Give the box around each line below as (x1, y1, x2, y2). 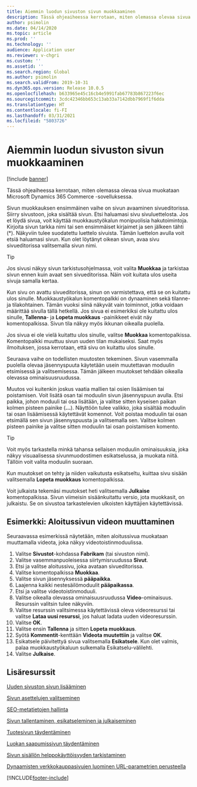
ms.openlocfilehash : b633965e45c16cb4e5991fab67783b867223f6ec (6, 91, 165, 97)
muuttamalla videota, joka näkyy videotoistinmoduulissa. (6, 539, 143, 546)
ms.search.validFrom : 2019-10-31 (6, 80, 89, 86)
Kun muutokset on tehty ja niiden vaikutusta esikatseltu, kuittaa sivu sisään (6, 470, 188, 477)
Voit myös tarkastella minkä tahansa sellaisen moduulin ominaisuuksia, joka (6, 446, 189, 453)
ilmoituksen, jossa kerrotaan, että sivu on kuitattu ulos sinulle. (6, 344, 155, 351)
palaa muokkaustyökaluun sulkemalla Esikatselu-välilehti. (15, 644, 154, 651)
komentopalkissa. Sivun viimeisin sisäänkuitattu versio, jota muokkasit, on (6, 494, 185, 501)
